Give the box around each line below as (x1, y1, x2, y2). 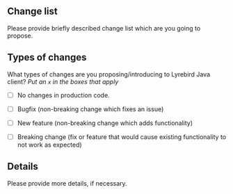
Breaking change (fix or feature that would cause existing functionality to (17, 132, 227, 141)
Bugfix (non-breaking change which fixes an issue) (17, 104, 164, 113)
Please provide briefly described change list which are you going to (7, 24, 201, 32)
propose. (7, 31, 33, 40)
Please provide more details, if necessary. (7, 179, 127, 187)
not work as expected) (17, 140, 82, 149)
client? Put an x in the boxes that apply (7, 77, 119, 86)
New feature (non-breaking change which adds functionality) (17, 118, 193, 127)
